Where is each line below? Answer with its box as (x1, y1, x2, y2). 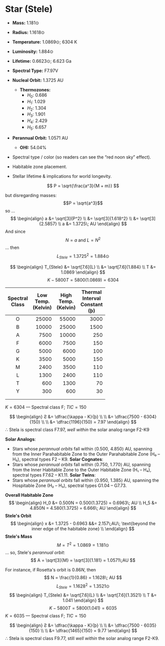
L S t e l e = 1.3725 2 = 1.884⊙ (56, 252, 110, 260)
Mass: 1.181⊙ (12, 20, 40, 26)
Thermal (81, 288, 102, 295)
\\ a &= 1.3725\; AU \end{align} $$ (58, 221, 127, 227)
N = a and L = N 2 (65, 236, 101, 243)
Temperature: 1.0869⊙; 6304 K (12, 39, 78, 45)
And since (5, 228, 26, 234)
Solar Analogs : (5, 436, 36, 442)
